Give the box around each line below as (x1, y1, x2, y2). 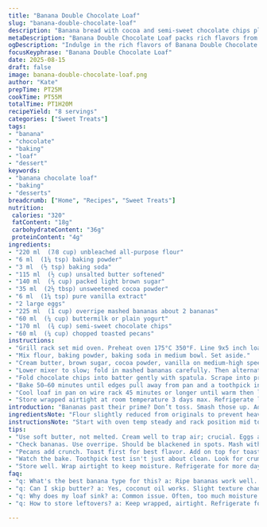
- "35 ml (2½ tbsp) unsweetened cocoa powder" (8, 285, 169, 293)
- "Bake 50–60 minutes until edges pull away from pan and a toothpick (8, 381, 250, 389)
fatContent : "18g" (11, 219, 73, 227)
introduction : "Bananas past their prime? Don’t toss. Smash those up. (8, 403, 250, 412)
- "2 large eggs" (8, 300, 66, 308)
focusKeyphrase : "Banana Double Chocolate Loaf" (8, 48, 172, 56)
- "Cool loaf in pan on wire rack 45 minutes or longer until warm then (8, 389, 254, 397)
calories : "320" (11, 211, 66, 219)
